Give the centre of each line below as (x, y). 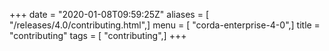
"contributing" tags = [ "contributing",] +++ (98, 35)
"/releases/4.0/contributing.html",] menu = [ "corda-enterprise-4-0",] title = (165, 25)
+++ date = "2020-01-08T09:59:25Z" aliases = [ (109, 14)
